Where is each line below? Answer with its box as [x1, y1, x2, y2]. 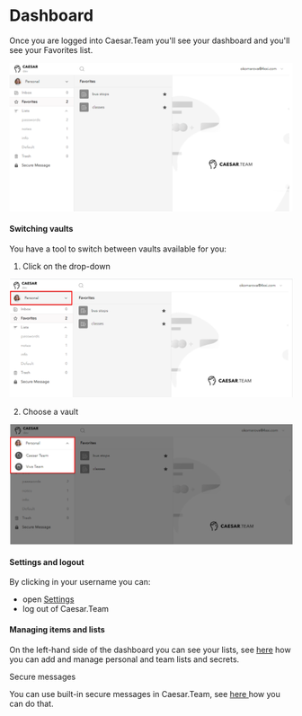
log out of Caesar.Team [22, 604, 110, 614]
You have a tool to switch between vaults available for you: [9, 243, 226, 254]
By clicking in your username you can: [9, 577, 151, 588]
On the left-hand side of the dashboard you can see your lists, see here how [9, 644, 291, 655]
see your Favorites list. [9, 44, 93, 55]
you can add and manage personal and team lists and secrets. [9, 653, 240, 665]
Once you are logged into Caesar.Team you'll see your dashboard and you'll [9, 35, 290, 46]
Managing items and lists [9, 623, 105, 634]
